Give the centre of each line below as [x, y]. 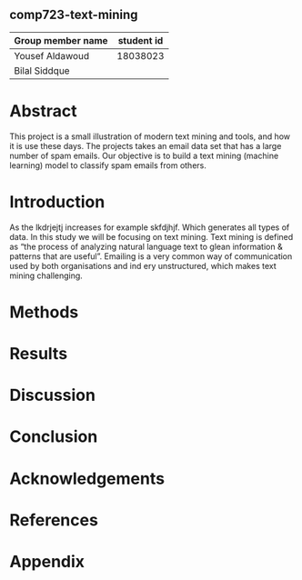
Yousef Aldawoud [52, 55]
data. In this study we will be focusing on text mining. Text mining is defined [151, 236]
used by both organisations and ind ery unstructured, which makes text [143, 265]
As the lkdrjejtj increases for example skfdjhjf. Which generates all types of [150, 227]
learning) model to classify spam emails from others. [108, 165]
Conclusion [54, 437]
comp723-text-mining [74, 15]
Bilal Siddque [42, 70]
